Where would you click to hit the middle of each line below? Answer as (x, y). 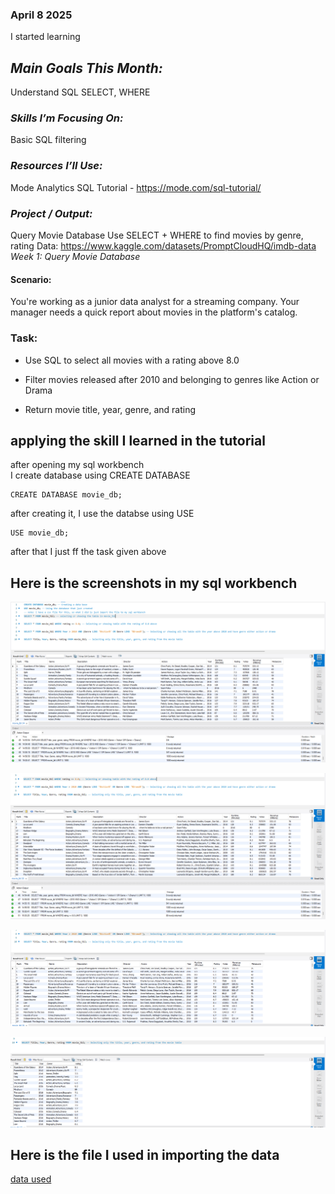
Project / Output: (51, 213)
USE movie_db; (40, 533)
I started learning (45, 37)
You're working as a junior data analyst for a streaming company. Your (155, 302)
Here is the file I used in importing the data (145, 1154)
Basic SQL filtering (48, 140)
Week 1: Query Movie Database (75, 256)
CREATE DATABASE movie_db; (66, 495)
